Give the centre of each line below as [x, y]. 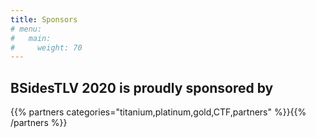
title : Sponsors [44, 19]
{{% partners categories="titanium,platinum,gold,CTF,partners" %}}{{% [158, 112]
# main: [31, 38]
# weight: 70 [46, 47]
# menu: [26, 29]
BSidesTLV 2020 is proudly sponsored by [142, 87]
